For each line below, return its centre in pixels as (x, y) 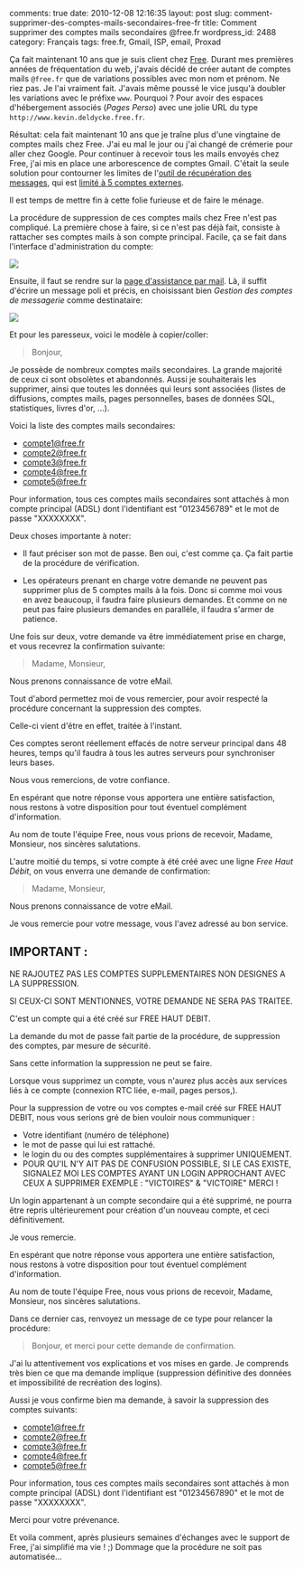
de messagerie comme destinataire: (76, 300)
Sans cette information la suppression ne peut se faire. (111, 1063)
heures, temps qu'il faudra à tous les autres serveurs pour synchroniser (142, 753)
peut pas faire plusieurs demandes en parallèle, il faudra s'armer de (148, 609)
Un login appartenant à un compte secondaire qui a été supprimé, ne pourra (151, 1200)
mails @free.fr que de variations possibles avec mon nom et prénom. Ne (145, 79)
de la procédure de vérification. (81, 563)
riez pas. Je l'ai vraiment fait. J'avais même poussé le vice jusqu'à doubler (148, 88)
